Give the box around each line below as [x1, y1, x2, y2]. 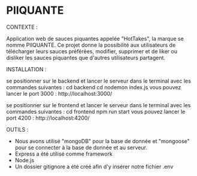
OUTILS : [6, 126, 29, 133]
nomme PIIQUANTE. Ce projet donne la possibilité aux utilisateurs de [6, 41, 176, 48]
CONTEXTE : [6, 23, 38, 31]
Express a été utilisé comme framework [14, 150, 113, 157]
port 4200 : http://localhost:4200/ [6, 114, 90, 122]
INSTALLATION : [6, 65, 47, 72]
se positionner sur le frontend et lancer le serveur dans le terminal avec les [6, 101, 191, 108]
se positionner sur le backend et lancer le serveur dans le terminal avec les [6, 77, 192, 84]
